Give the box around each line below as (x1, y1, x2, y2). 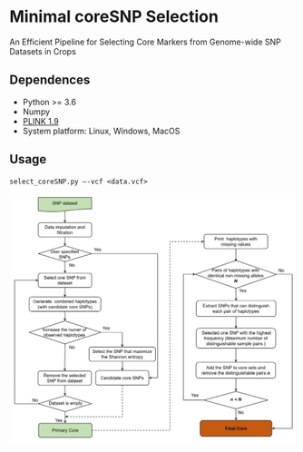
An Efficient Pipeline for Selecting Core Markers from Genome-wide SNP (9, 36, 281, 47)
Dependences (9, 73, 91, 88)
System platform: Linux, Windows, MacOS (22, 125, 181, 136)
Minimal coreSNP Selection (9, 6, 220, 27)
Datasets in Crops (9, 45, 77, 56)
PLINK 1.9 (22, 115, 59, 126)
